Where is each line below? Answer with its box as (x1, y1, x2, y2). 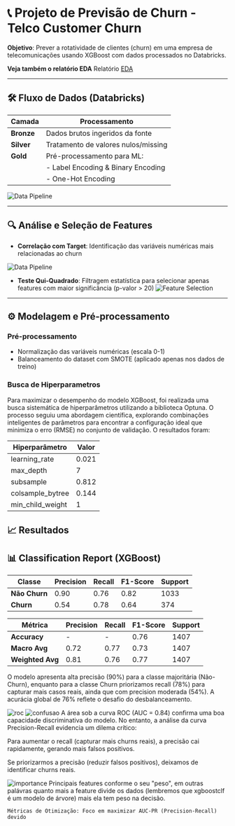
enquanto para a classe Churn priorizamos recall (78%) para (30, 680, 205, 688)
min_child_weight (10, 500, 68, 509)
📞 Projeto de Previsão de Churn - (7, 5, 197, 21)
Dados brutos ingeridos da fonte (45, 128, 152, 138)
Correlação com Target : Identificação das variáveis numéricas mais (17, 242, 214, 250)
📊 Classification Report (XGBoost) (7, 552, 161, 565)
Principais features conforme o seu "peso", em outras (48, 779, 204, 787)
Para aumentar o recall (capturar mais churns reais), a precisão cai (7, 737, 199, 745)
